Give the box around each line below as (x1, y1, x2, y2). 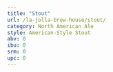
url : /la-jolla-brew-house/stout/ (7, 16, 107, 23)
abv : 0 (7, 36, 26, 43)
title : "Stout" (7, 10, 51, 17)
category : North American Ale (7, 23, 94, 29)
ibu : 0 (7, 42, 26, 49)
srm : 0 (7, 49, 26, 56)
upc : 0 (7, 55, 26, 62)
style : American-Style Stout (7, 29, 91, 36)
